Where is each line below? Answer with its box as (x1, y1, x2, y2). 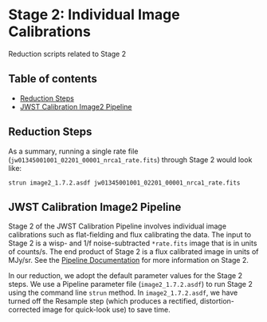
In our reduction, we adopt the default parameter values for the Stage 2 (8, 271, 243, 280)
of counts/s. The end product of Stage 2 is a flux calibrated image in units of (8, 247, 259, 256)
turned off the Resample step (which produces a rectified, (8, 296, 198, 306)
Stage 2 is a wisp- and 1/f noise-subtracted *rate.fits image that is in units (8, 238, 257, 248)
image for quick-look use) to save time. (42, 305, 171, 315)
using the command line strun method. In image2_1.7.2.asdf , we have (8, 288, 238, 297)
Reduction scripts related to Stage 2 (8, 49, 126, 58)
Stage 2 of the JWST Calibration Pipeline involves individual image (8, 221, 227, 231)
